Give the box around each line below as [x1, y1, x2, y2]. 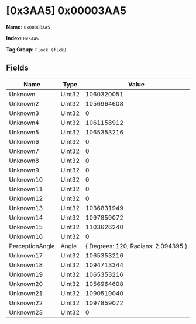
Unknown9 [9, 166, 39, 174]
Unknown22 [9, 299, 43, 307]
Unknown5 [9, 128, 39, 136]
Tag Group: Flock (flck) [6, 46, 67, 53]
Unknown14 [9, 213, 43, 221]
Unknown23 [9, 308, 43, 316]
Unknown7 [9, 147, 39, 155]
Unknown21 [9, 289, 43, 297]
